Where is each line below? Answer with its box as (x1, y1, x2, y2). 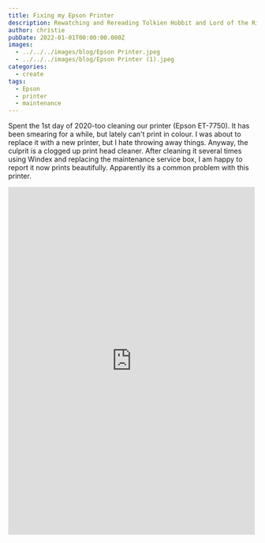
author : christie (8, 26, 65, 34)
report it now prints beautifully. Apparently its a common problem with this (8, 163, 250, 173)
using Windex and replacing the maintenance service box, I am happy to (8, 154, 243, 164)
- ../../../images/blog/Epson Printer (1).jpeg (15, 56, 175, 64)
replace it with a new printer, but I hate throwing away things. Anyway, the (8, 138, 248, 147)
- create (15, 70, 44, 78)
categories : (8, 63, 47, 71)
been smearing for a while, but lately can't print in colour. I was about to (8, 129, 242, 139)
